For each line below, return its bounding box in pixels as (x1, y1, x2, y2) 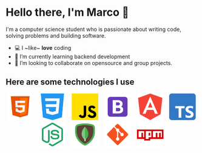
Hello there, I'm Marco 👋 (5, 5, 129, 19)
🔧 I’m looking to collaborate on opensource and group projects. (14, 59, 172, 66)
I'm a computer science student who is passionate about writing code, (5, 25, 181, 33)
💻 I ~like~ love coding (14, 44, 72, 51)
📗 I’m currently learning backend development (14, 53, 130, 60)
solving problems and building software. (5, 32, 106, 39)
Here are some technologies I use (5, 77, 135, 87)
